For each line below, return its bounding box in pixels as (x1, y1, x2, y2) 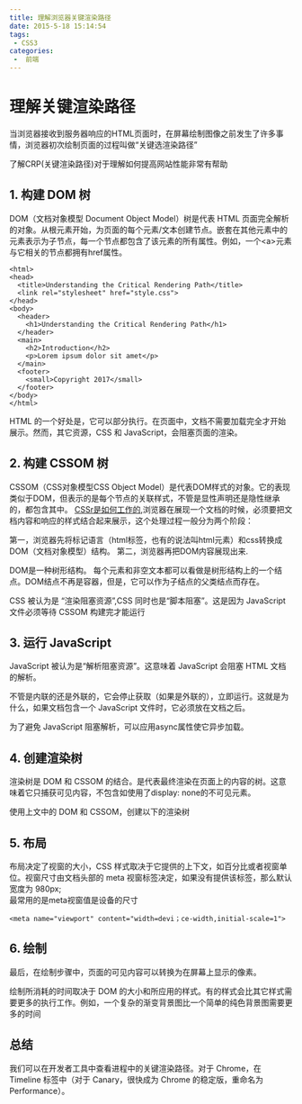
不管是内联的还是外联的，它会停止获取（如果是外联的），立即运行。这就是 (9, 691, 281, 702)
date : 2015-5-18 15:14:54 (9, 22, 106, 31)
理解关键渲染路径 (9, 96, 137, 117)
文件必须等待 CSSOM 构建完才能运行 (9, 606, 146, 617)
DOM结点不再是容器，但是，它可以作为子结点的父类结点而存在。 (24, 575, 265, 586)
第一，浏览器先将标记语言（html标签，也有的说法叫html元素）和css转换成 (9, 534, 283, 545)
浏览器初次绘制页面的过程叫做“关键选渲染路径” (24, 139, 198, 149)
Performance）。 (9, 1085, 70, 1096)
